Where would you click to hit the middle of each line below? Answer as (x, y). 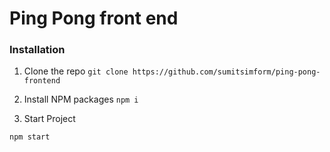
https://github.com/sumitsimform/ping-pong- (226, 72)
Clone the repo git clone (76, 71)
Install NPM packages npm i (81, 99)
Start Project (49, 119)
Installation (37, 50)
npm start (30, 137)
